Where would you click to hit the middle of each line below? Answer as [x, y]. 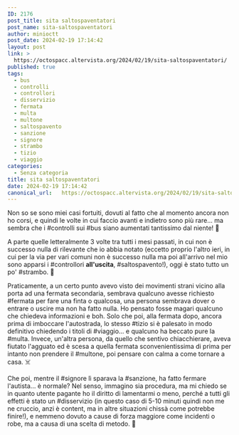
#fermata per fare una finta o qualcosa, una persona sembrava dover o [111, 301]
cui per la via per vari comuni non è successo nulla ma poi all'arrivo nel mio [117, 257]
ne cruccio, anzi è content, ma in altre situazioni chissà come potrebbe [111, 409]
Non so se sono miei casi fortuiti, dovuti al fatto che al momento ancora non [118, 213]
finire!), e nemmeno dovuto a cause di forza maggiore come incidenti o [111, 416]
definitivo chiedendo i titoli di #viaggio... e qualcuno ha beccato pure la [111, 331]
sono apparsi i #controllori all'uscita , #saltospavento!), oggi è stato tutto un [118, 265]
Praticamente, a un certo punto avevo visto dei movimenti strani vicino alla [116, 286]
